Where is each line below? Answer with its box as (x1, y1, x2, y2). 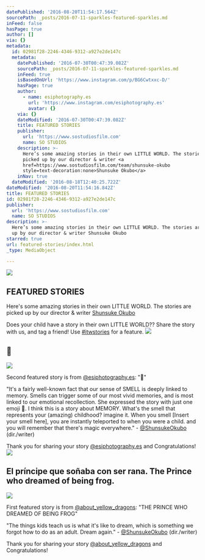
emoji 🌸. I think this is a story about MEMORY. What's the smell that (6, 405, 176, 412)
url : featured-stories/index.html (6, 242, 95, 248)
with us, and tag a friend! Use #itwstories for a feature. (6, 328, 144, 336)
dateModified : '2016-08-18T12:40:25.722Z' (12, 179, 121, 185)
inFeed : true (17, 71, 51, 77)
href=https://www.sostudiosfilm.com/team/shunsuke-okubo (22, 162, 171, 168)
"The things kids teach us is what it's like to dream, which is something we (6, 522, 193, 529)
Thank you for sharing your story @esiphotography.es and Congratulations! (6, 443, 196, 450)
